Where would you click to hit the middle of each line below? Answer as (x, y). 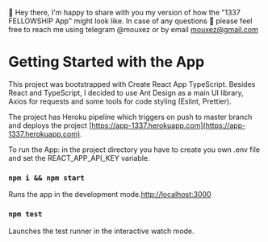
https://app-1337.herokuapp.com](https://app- (169, 125)
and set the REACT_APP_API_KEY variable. (80, 158)
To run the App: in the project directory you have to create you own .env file (134, 150)
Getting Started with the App (107, 62)
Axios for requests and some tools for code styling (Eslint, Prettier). (120, 101)
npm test (25, 214)
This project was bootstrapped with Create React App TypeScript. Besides (132, 84)
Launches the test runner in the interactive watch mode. (102, 231)
